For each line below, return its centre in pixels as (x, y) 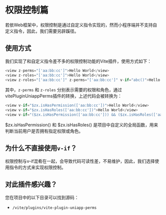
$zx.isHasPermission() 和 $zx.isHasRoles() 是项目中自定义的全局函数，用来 (82, 125)
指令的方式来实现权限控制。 (37, 167)
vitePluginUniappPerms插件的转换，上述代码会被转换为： (63, 96)
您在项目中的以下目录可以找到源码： (42, 197)
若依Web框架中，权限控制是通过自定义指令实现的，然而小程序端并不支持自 (81, 25)
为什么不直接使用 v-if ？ (41, 148)
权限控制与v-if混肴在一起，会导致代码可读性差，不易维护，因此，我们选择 (80, 161)
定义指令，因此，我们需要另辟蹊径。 (42, 31)
